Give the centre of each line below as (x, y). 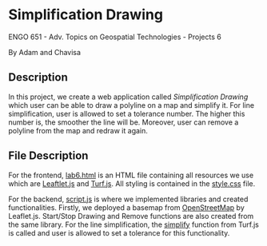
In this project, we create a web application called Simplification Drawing (128, 97)
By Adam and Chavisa (45, 52)
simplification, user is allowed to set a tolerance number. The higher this (127, 113)
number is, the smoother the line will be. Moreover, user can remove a (124, 122)
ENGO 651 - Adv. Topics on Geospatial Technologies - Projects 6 (115, 37)
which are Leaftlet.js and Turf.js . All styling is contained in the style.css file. (132, 183)
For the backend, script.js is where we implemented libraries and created (128, 199)
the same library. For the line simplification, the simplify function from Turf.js (134, 224)
